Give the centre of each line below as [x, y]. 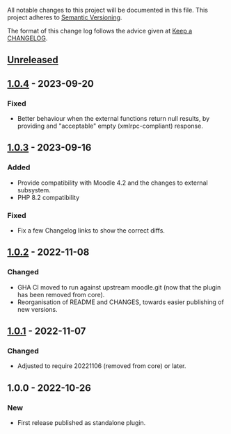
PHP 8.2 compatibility [48, 197]
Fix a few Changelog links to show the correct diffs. [91, 231]
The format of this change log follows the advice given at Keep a [100, 31]
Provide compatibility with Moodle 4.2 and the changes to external [112, 183]
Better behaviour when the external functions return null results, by [113, 119]
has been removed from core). [61, 294]
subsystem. [34, 190]
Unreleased [33, 60]
